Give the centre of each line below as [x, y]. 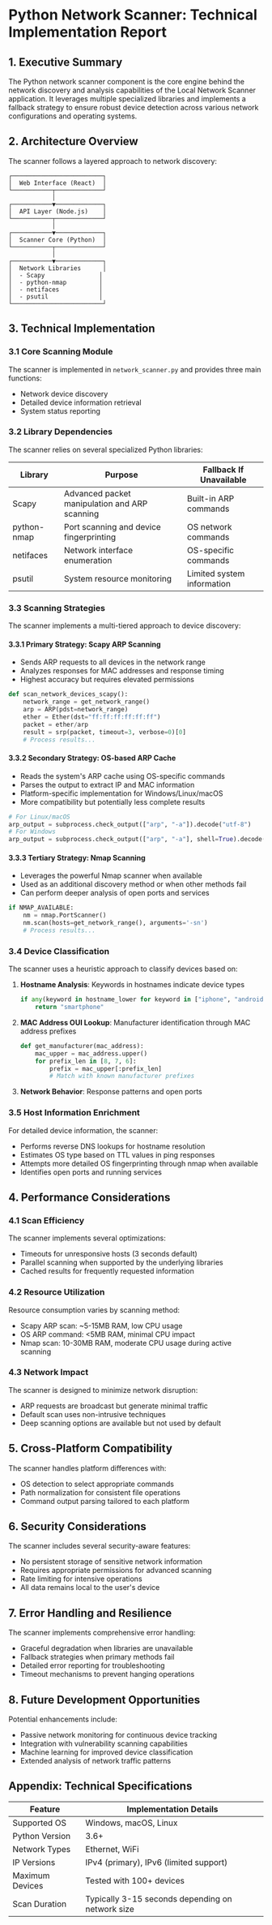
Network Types [42, 1849]
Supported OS [40, 1823]
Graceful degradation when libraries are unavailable [106, 1648]
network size [110, 1909]
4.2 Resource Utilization [57, 1292]
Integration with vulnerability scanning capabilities [104, 1744]
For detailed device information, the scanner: [83, 1130]
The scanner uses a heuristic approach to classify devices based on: [123, 969]
